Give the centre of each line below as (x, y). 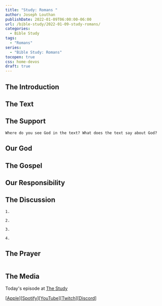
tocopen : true (20, 57)
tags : (11, 38)
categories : (18, 29)
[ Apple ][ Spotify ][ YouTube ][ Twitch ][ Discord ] (51, 298)
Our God (19, 148)
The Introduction (32, 87)
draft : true (18, 66)
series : (13, 48)
